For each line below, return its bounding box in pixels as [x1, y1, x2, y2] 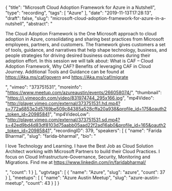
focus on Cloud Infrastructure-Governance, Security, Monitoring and [5, 154, 150, 160]
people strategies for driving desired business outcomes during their [5, 52, 150, 58]
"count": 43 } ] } [25, 180, 60, 186]
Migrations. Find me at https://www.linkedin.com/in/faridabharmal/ [5, 159, 146, 165]
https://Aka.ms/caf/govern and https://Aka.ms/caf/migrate [5, 74, 128, 80]
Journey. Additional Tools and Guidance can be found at [5, 69, 125, 75]
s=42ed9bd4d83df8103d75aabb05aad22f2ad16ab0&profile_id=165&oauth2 [5, 122, 166, 128]
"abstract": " [26, 20, 53, 27]
